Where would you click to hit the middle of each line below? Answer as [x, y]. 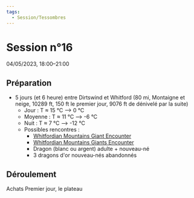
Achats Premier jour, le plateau [44, 189]
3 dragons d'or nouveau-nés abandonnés [85, 155]
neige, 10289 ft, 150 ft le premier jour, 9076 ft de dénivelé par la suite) [102, 104]
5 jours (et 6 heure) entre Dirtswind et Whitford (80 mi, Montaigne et [100, 98]
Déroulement [31, 174]
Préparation [29, 83]
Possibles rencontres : [52, 130]
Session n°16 [40, 47]
